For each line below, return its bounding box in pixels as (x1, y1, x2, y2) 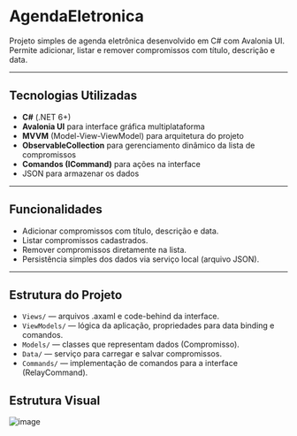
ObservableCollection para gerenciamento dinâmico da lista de (21, 140, 255, 150)
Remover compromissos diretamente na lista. (21, 244, 187, 255)
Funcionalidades (9, 202, 103, 218)
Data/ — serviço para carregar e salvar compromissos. (21, 348, 223, 359)
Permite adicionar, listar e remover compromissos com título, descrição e (9, 44, 276, 55)
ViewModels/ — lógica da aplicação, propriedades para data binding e (21, 320, 275, 331)
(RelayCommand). (21, 367, 88, 378)
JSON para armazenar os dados (21, 168, 140, 179)
